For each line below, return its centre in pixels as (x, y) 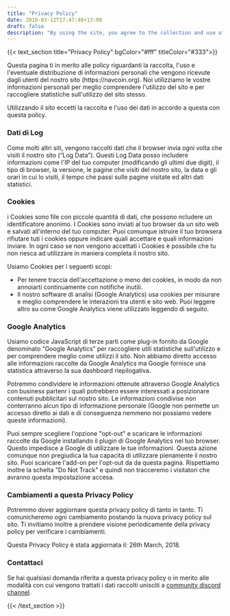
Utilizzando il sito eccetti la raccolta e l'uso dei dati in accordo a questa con (114, 108)
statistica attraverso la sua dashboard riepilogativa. (79, 371)
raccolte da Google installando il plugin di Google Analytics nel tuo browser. (114, 441)
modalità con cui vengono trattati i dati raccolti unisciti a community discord (114, 585)
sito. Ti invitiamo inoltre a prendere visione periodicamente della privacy (109, 524)
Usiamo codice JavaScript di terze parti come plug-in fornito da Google (108, 342)
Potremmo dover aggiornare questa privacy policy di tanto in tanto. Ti (105, 510)
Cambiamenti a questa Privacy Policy (70, 495)
